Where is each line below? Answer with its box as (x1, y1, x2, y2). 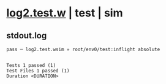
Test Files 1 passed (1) (6, 68, 70, 74)
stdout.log (6, 30, 47, 41)
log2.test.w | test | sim (6, 6, 123, 20)
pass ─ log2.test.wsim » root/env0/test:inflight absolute (6, 46, 160, 52)
